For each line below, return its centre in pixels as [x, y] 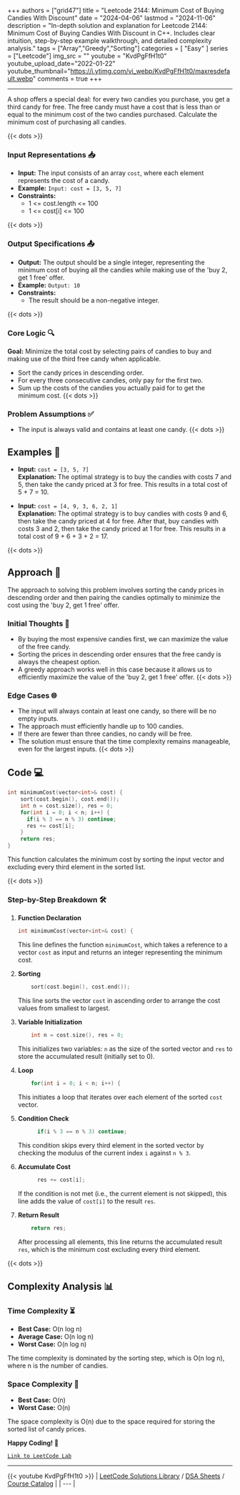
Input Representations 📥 [51, 154]
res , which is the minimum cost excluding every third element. [109, 1249]
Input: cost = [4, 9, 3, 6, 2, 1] [67, 506]
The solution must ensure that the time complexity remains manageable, [124, 741]
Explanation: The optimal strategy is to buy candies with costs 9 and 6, [123, 513]
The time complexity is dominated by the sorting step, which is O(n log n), [116, 1358]
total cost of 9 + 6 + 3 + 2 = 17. [63, 536]
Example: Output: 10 [49, 285]
